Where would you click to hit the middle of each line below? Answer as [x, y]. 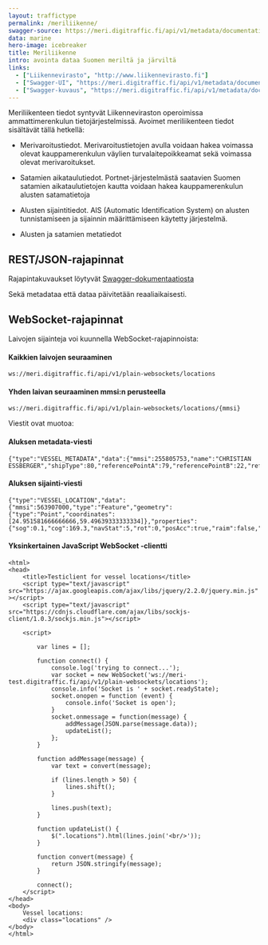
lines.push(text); [81, 808]
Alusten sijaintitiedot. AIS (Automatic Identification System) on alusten [134, 210]
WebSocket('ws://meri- [149, 675]
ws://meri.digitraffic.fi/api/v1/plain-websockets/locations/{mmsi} [124, 409]
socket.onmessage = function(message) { [119, 717]
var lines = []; [64, 647]
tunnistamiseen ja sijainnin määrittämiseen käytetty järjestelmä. [124, 219]
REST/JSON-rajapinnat [66, 260]
